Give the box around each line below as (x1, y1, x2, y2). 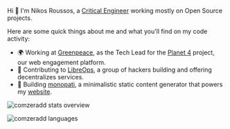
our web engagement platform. (17, 59, 106, 66)
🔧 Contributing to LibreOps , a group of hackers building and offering (17, 66, 213, 74)
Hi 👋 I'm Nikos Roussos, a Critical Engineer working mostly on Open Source (7, 7, 223, 14)
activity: (7, 34, 30, 43)
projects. (7, 14, 33, 22)
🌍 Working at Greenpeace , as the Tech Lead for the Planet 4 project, (17, 48, 215, 57)
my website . (17, 88, 53, 96)
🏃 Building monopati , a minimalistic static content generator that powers (17, 80, 223, 88)
